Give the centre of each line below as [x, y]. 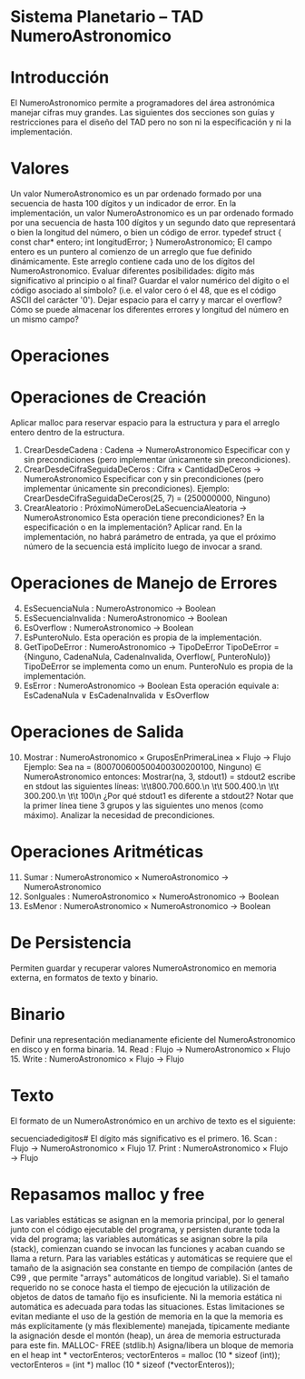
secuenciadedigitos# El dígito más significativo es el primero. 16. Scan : [144, 1138]
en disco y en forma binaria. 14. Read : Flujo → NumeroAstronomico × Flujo [151, 1049]
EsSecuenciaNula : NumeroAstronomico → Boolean [119, 609]
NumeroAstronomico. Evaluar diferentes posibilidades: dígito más [133, 271]
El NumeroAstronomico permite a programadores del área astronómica [143, 103]
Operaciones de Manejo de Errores [144, 583]
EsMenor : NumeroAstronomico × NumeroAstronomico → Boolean [147, 906]
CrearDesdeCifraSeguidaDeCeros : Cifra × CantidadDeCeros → [142, 469]
